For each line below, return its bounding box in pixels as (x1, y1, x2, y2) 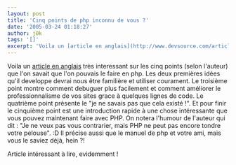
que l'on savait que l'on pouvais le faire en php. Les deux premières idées (7, 69, 221, 78)
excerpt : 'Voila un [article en (7, 43, 102, 50)
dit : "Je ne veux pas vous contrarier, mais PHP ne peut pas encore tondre (7, 122, 221, 129)
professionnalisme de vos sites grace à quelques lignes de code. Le (7, 92, 204, 100)
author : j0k (7, 29, 42, 37)
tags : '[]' (7, 36, 39, 43)
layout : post (7, 10, 46, 17)
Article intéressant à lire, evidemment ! (7, 150, 119, 158)
